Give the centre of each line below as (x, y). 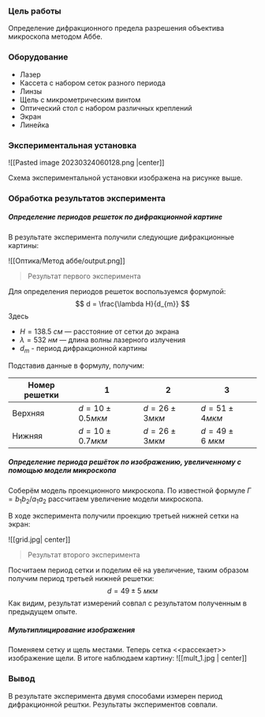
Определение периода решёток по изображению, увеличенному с (125, 462)
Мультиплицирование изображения (72, 629)
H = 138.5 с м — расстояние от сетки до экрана (99, 331)
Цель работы (35, 11)
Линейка (34, 125)
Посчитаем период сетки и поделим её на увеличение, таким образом (129, 570)
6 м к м (213, 440)
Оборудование (38, 57)
